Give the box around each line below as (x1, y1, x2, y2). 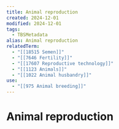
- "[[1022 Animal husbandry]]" (12, 72, 92, 78)
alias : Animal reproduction (6, 37, 79, 44)
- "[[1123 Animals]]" (12, 66, 67, 72)
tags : (6, 26, 20, 33)
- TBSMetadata (12, 32, 48, 38)
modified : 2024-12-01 (6, 20, 62, 26)
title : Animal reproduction (6, 9, 79, 15)
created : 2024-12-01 (6, 15, 60, 21)
